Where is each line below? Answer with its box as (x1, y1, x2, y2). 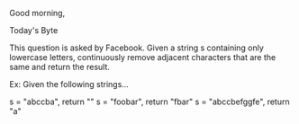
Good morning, (9, 8, 66, 18)
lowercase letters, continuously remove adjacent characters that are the (9, 52, 276, 62)
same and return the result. (9, 62, 111, 72)
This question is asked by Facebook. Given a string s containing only (9, 42, 264, 53)
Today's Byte (9, 25, 59, 35)
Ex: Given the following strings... (9, 79, 129, 89)
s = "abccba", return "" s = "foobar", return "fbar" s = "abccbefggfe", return (9, 96, 290, 107)
